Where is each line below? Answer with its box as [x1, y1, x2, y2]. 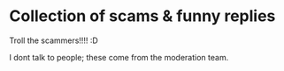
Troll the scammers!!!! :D [9, 35, 99, 46]
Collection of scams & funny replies [9, 6, 276, 26]
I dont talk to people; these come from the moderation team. [9, 52, 229, 62]
